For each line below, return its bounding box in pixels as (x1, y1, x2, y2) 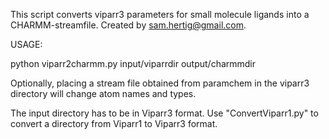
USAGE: (10, 39, 43, 50)
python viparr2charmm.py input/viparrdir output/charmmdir (10, 58, 257, 69)
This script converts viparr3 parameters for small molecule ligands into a (10, 9, 310, 20)
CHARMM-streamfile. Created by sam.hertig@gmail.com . (10, 19, 247, 31)
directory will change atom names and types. (10, 88, 197, 99)
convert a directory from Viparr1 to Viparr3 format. (10, 118, 218, 129)
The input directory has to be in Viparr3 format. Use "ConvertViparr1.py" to (10, 107, 319, 119)
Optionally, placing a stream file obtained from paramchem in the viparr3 (10, 77, 310, 89)
